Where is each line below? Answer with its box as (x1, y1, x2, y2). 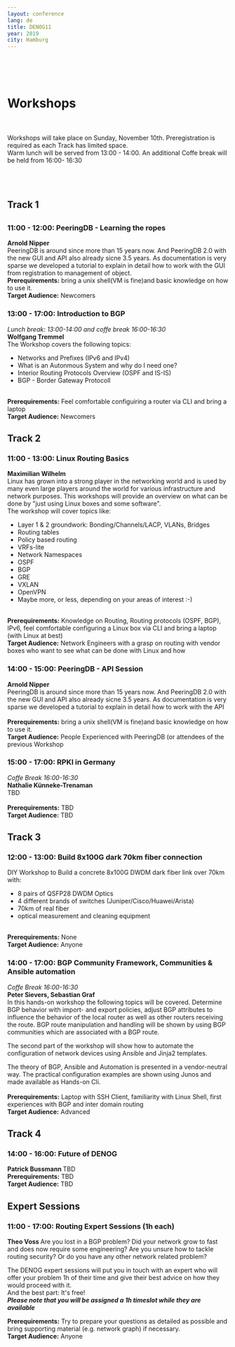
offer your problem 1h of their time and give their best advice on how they (7, 1274, 220, 1282)
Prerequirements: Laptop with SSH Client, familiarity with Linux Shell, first (7, 1092, 222, 1101)
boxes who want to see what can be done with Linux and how (7, 646, 186, 655)
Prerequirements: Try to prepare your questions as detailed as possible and (7, 1317, 228, 1326)
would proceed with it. (7, 1281, 72, 1289)
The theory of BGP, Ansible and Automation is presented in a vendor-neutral (7, 1063, 228, 1071)
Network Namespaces (17, 551, 83, 559)
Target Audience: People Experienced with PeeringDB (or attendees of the (7, 732, 224, 741)
